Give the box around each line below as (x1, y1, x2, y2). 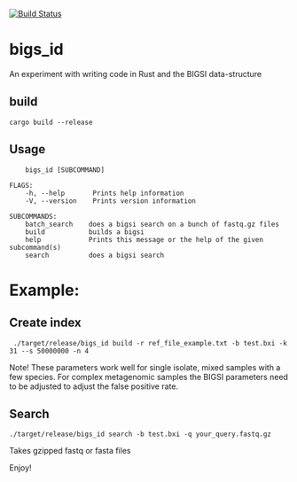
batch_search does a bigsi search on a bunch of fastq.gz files (25, 220, 279, 229)
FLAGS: (9, 181, 34, 190)
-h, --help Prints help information (25, 189, 184, 198)
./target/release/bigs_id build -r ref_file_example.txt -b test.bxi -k (12, 338, 288, 347)
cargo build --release (9, 118, 93, 127)
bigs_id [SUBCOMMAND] (25, 165, 105, 175)
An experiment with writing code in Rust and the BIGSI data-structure (9, 68, 262, 79)
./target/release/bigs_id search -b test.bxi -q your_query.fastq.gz (9, 430, 272, 439)
